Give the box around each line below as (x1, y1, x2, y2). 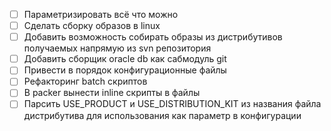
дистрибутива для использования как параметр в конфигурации (23, 109, 302, 121)
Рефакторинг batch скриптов (23, 75, 148, 88)
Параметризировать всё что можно (23, 9, 179, 20)
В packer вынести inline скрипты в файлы (23, 87, 201, 99)
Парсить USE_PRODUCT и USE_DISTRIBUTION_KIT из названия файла (23, 98, 322, 110)
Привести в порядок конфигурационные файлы (23, 64, 227, 76)
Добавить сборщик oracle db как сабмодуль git (23, 53, 227, 65)
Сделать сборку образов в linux (23, 20, 161, 32)
